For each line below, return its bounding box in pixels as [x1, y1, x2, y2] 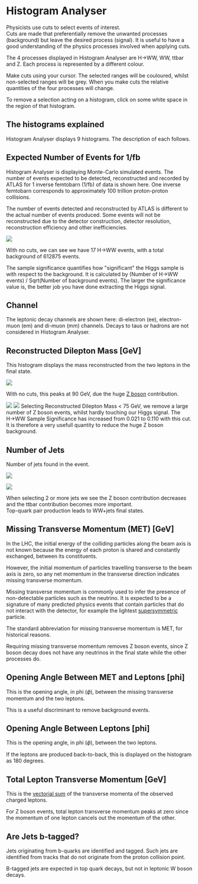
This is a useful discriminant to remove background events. [6, 706, 150, 713]
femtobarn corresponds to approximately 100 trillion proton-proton [6, 187, 168, 194]
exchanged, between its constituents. [6, 553, 98, 560]
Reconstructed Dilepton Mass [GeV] [6, 346, 142, 356]
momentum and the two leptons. [6, 695, 85, 702]
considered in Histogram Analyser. [6, 328, 90, 336]
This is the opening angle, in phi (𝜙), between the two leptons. [6, 739, 158, 746]
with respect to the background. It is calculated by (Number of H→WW [6, 270, 178, 277]
